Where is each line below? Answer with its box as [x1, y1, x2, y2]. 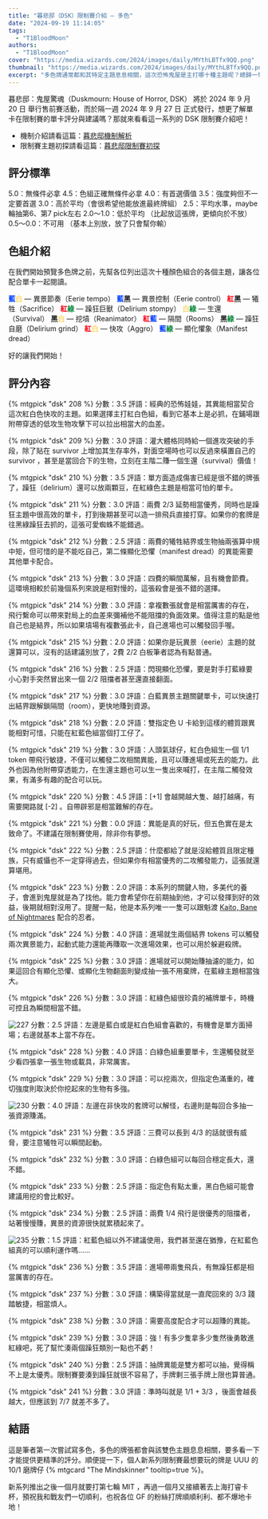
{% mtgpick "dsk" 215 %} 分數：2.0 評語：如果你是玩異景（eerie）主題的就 [8, 637, 256, 647]
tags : [8, 26, 26, 34]
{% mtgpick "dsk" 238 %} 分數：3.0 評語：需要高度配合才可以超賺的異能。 [8, 1316, 255, 1326]
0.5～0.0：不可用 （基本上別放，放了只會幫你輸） [8, 218, 171, 228]
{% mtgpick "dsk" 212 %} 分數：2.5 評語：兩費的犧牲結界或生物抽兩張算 [8, 537, 246, 546]
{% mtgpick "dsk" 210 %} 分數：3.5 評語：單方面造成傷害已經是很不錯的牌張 [8, 473, 261, 482]
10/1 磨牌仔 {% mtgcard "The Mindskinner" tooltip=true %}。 [8, 1465, 208, 1474]
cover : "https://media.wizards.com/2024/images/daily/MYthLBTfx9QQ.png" [8, 57, 255, 65]
